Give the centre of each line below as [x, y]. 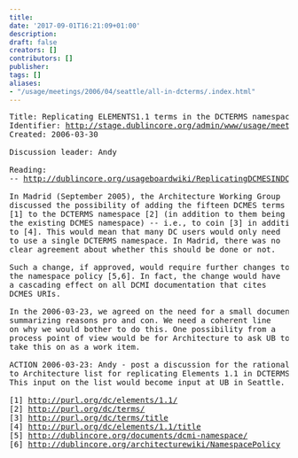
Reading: [28, 170]
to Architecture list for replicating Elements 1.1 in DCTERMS [149, 373]
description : [33, 34]
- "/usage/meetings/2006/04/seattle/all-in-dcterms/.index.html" [132, 91]
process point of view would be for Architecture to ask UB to [149, 338]
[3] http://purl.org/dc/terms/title [89, 418]
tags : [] [25, 75]
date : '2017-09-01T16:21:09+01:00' [75, 26]
